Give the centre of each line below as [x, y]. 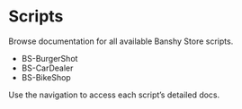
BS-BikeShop [46, 77]
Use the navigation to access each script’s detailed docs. [114, 95]
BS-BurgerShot [49, 58]
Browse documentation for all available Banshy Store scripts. [121, 41]
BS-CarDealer [47, 68]
